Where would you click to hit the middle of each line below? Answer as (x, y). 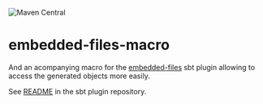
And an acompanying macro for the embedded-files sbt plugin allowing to (132, 67)
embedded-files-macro (89, 45)
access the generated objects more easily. (79, 76)
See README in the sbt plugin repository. (78, 91)
